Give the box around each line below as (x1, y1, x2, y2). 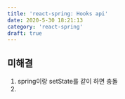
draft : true (7, 29, 42, 37)
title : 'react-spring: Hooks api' (7, 10, 109, 17)
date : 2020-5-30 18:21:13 (7, 17, 83, 24)
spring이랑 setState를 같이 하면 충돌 (17, 77, 118, 86)
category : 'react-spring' (7, 23, 83, 30)
